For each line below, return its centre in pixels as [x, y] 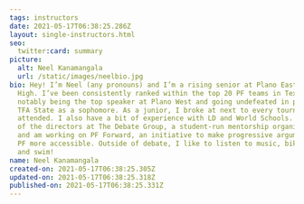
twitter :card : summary [60, 51]
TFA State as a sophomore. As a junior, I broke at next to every [145, 110]
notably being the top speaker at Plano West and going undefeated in [153, 102]
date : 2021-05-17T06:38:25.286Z [70, 26]
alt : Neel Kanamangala [60, 69]
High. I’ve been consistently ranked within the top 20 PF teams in [149, 93]
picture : [26, 60]
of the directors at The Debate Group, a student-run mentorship [143, 127]
